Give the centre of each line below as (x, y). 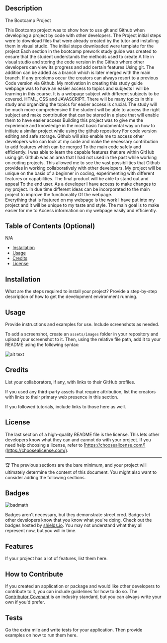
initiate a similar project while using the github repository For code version (81, 131)
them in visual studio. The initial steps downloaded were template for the (80, 46)
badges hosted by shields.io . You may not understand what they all (74, 525)
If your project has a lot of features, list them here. (56, 559)
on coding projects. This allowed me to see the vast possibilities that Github (83, 162)
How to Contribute (34, 574)
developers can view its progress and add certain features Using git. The (80, 67)
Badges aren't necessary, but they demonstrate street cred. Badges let (78, 515)
